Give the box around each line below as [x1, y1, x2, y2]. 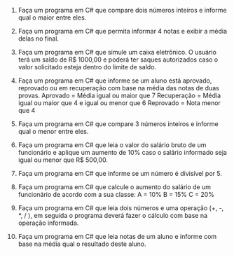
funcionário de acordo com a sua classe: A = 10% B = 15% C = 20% [18, 191, 214, 198]
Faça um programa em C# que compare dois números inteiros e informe [18, 6, 227, 14]
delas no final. [18, 34, 59, 43]
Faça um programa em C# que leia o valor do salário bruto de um [18, 141, 207, 149]
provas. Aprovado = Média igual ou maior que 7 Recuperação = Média [18, 91, 221, 99]
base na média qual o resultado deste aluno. [18, 240, 146, 248]
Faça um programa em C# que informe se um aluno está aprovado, [18, 76, 212, 85]
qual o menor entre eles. [18, 127, 89, 135]
